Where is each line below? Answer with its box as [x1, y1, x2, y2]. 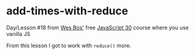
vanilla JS [6, 30, 30, 37]
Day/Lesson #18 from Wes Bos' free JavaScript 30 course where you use [6, 24, 189, 31]
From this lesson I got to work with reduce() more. [6, 42, 131, 49]
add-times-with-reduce [6, 4, 128, 18]
